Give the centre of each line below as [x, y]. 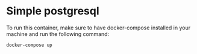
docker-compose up [29, 45]
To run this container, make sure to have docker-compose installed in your [98, 28]
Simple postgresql [53, 11]
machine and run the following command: [58, 34]
